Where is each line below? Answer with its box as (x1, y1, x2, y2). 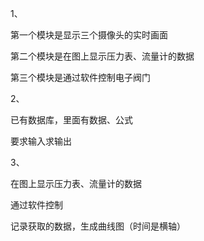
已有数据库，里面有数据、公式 (10, 114, 133, 126)
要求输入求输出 (10, 135, 72, 147)
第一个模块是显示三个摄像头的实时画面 (10, 29, 168, 41)
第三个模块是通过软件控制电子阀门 (10, 72, 151, 83)
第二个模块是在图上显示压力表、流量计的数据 (10, 50, 195, 62)
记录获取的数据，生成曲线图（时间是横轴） (10, 220, 186, 232)
